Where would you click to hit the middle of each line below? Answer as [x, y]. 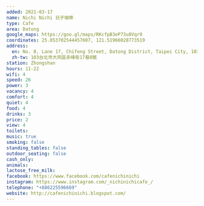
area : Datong [23, 29]
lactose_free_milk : [31, 171]
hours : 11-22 [23, 69]
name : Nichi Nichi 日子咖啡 [40, 18]
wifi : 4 [16, 74]
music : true [21, 137]
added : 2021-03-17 [29, 12]
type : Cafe [20, 23]
